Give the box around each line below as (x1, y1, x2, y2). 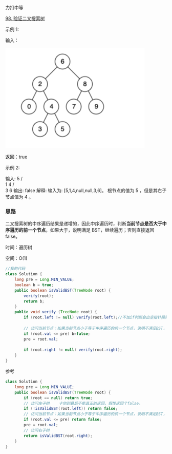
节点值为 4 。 (5, 194, 33, 200)
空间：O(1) (5, 255, 28, 261)
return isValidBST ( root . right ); (24, 433, 93, 438)
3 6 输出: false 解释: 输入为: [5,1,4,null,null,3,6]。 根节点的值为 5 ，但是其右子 (5, 187, 167, 194)
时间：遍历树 (5, 244, 32, 251)
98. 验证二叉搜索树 (5, 15, 45, 22)
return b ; (24, 298, 45, 304)
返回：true (5, 154, 28, 160)
